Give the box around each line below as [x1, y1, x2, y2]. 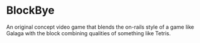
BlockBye [6, 4, 55, 17]
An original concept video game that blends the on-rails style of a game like [6, 23, 195, 30]
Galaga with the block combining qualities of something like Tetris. [6, 29, 171, 36]
